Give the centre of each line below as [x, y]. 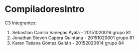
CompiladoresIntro [45, 9]
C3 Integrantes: [21, 23]
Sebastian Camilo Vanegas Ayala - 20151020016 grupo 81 [71, 32]
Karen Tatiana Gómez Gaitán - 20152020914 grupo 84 [68, 43]
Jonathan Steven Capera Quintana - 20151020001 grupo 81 [73, 38]
